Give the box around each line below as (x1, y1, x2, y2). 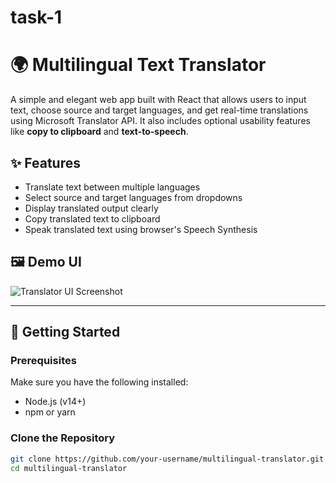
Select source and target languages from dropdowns (24, 191, 243, 203)
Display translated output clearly (24, 202, 159, 214)
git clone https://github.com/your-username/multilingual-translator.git (10, 454, 325, 464)
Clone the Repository (10, 431, 116, 445)
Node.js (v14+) (24, 396, 87, 408)
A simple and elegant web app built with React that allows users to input (10, 94, 307, 106)
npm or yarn (24, 406, 76, 418)
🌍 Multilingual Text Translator (10, 54, 267, 76)
